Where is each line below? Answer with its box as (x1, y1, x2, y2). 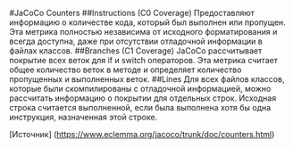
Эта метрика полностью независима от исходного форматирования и (9, 27, 278, 37)
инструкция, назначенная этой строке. (9, 111, 158, 122)
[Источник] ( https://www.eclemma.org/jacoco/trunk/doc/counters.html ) (9, 129, 275, 139)
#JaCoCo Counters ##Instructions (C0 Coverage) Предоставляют (9, 8, 255, 18)
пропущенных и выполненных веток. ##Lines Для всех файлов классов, (9, 74, 285, 84)
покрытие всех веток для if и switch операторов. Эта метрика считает (9, 55, 279, 65)
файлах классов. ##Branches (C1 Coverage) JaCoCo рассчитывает (9, 45, 263, 56)
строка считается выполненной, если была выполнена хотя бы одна (9, 103, 272, 112)
